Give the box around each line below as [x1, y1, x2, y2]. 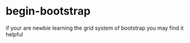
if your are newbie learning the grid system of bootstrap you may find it [5, 24, 184, 31]
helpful [5, 30, 24, 38]
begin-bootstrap [5, 4, 91, 18]
